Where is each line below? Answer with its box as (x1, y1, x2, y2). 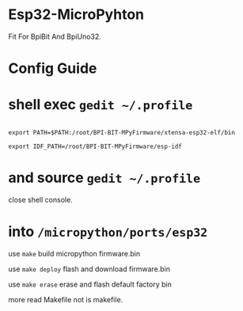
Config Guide (8, 59, 97, 78)
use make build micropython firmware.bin (8, 248, 141, 258)
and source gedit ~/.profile (8, 169, 200, 187)
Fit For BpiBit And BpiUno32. (8, 32, 101, 41)
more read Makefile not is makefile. (8, 294, 123, 304)
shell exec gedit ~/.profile (8, 96, 193, 114)
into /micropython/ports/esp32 (8, 223, 208, 241)
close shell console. (8, 195, 73, 204)
